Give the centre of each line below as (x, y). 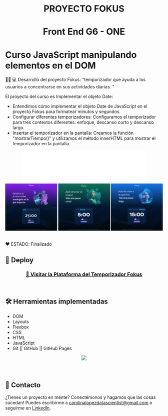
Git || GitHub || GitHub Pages (42, 348)
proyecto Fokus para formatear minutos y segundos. (66, 112)
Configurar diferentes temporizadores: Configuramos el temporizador (84, 117)
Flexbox (20, 327)
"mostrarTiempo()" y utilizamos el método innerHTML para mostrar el (84, 138)
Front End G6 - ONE (84, 32)
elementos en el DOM (50, 65)
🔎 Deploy (19, 260)
